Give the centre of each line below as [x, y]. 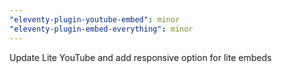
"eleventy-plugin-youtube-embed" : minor [95, 19]
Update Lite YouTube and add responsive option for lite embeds [140, 57]
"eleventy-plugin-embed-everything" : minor [101, 29]
